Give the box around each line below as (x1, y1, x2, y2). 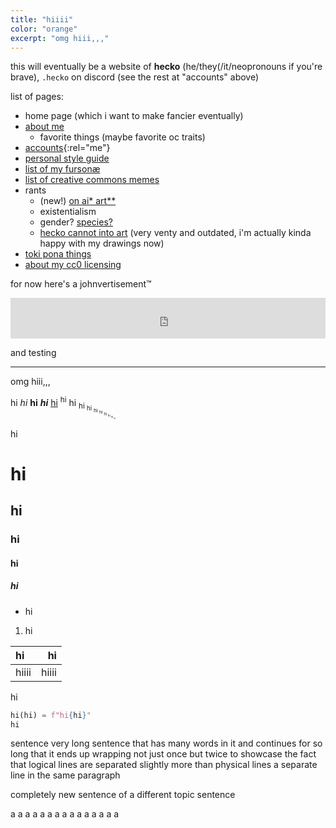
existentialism (39, 206, 97, 218)
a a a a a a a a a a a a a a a (10, 808, 120, 820)
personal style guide (24, 152, 110, 165)
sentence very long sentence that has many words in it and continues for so (10, 737, 323, 750)
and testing (10, 347, 57, 359)
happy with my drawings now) (39, 237, 165, 250)
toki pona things (24, 248, 92, 260)
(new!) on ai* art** (39, 195, 117, 207)
